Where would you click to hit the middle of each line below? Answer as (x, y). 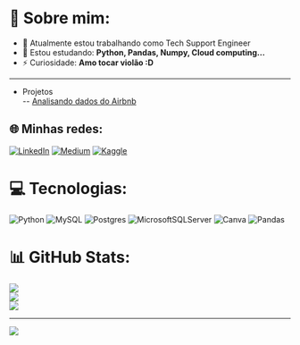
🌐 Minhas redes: (56, 129)
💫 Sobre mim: (60, 18)
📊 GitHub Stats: (70, 257)
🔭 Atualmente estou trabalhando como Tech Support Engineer (136, 43)
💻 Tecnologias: (68, 188)
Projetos (37, 91)
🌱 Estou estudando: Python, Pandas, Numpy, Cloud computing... (143, 52)
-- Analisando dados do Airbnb (79, 101)
